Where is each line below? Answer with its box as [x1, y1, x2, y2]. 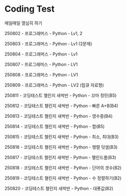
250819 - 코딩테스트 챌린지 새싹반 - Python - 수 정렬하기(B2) [4, 175, 122, 181]
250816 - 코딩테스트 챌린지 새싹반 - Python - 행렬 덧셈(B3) [4, 144, 118, 150]
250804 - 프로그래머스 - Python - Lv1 [4, 51, 78, 57]
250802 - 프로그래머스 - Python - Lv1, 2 [4, 30, 83, 36]
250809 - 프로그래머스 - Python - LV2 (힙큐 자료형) [4, 82, 104, 88]
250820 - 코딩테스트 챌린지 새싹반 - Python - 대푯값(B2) [4, 185, 114, 191]
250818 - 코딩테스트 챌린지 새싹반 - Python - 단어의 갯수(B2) [4, 164, 122, 171]
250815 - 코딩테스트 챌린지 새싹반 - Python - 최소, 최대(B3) [4, 134, 119, 140]
